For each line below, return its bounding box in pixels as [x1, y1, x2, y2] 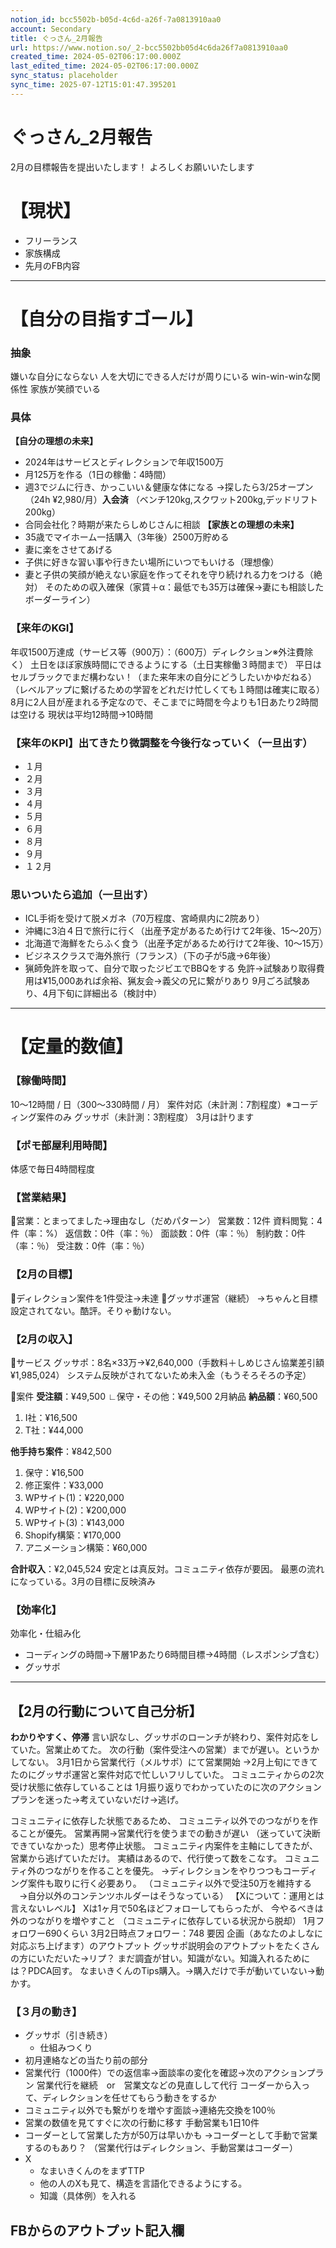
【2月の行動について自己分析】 [10, 1702, 203, 1720]
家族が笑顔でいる [29, 383, 101, 395]
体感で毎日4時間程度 [10, 1163, 96, 1175]
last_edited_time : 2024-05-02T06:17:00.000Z [10, 61, 199, 71]
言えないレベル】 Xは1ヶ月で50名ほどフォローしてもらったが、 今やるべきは [10, 1902, 324, 1915]
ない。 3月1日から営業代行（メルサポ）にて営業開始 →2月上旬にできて [27, 1756, 318, 1768]
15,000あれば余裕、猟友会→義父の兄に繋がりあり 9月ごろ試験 [47, 975, 302, 987]
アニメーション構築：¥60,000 [24, 1541, 148, 1553]
